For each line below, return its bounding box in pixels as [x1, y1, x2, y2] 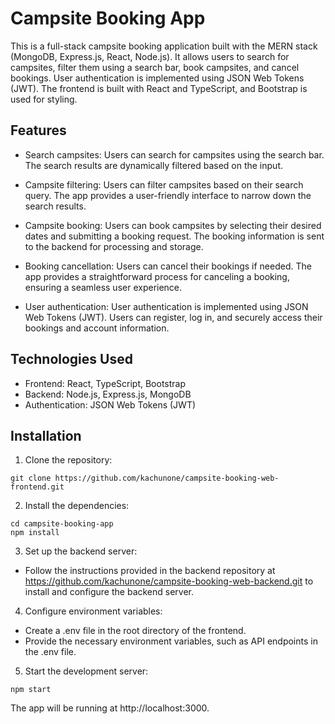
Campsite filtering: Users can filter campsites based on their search [24, 178, 304, 191]
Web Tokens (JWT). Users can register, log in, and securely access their [24, 311, 323, 323]
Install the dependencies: [24, 500, 130, 512]
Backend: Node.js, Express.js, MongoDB [24, 388, 192, 400]
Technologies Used [10, 351, 133, 368]
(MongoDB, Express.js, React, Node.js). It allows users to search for [10, 50, 290, 62]
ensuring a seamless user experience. [24, 281, 183, 293]
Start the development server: [24, 665, 149, 677]
